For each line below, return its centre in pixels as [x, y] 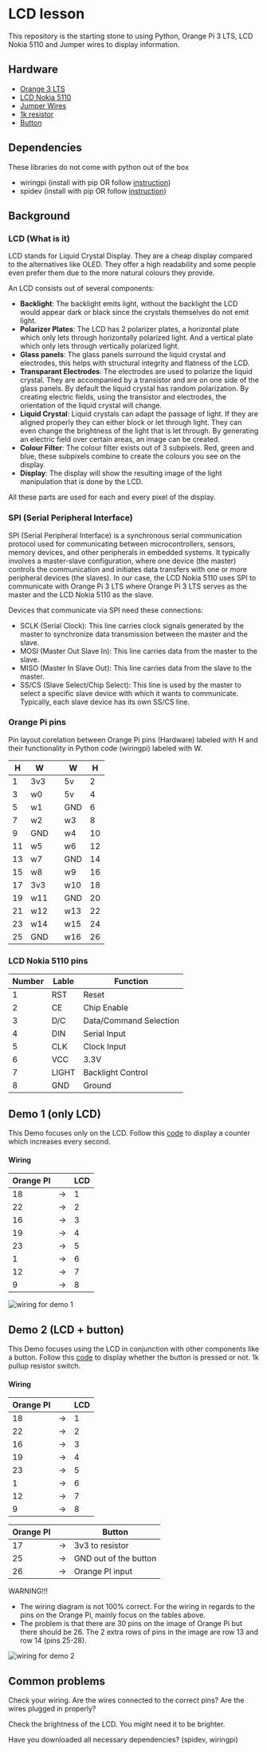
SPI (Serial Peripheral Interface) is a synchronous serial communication [125, 535]
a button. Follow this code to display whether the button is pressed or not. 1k [133, 1357]
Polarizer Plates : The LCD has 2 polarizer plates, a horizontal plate [129, 329]
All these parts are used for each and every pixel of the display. [112, 497]
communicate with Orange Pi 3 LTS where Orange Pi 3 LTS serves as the [128, 586]
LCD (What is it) [39, 238]
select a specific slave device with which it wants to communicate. [129, 693]
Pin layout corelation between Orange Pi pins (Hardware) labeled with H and [133, 739]
